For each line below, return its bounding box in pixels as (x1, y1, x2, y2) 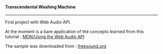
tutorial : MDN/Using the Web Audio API (5, 34, 85, 40)
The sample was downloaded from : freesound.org (5, 43, 107, 49)
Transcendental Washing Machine (5, 4, 76, 10)
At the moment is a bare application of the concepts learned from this (5, 29, 144, 35)
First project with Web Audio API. (5, 19, 71, 25)
